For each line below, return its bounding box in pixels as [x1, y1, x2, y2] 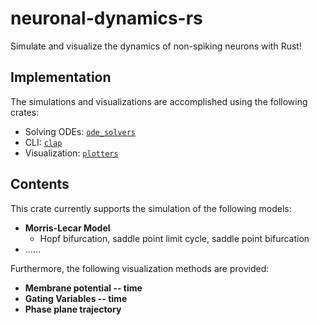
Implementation [10, 69, 112, 86]
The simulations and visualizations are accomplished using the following [10, 95, 308, 107]
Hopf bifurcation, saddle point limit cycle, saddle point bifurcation [39, 232, 310, 244]
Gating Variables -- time [24, 292, 128, 304]
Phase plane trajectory [24, 303, 122, 315]
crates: [10, 106, 40, 118]
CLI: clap [24, 136, 63, 148]
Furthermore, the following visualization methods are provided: [10, 262, 270, 274]
